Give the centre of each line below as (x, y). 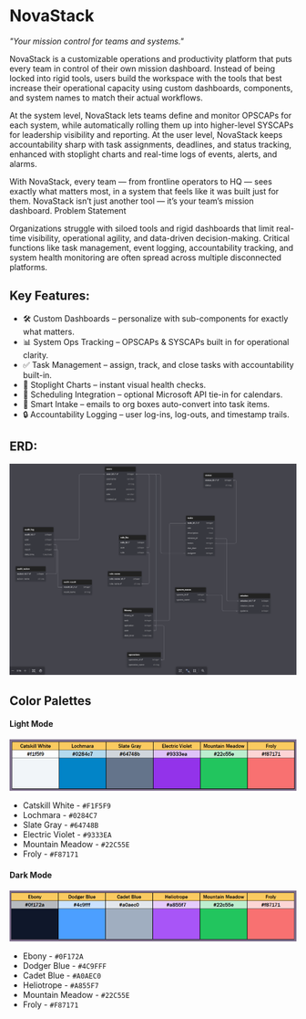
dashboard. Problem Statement (68, 210)
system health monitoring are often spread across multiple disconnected (146, 257)
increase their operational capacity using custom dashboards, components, (151, 88)
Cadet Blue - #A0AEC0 (62, 976)
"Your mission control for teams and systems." (97, 41)
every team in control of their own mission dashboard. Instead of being (143, 68)
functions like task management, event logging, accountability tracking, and (152, 247)
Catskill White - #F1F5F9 (67, 805)
